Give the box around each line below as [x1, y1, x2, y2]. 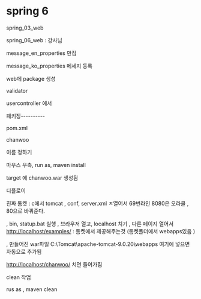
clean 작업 [6, 273, 31, 281]
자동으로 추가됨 [6, 248, 42, 255]
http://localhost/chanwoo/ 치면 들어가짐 [6, 260, 103, 268]
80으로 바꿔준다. [6, 207, 45, 215]
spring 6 [6, 4, 49, 18]
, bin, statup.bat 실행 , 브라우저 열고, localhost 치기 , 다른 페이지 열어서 [6, 220, 174, 227]
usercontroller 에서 [6, 99, 52, 107]
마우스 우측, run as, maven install [6, 161, 86, 168]
